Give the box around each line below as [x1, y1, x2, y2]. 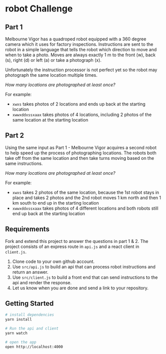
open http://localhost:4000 [5, 344, 63, 349]
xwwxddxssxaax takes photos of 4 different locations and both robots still [12, 205, 159, 211]
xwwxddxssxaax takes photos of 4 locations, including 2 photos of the [12, 112, 152, 118]
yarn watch [5, 331, 28, 336]
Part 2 [5, 131, 24, 140]
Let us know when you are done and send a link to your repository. [12, 285, 149, 291]
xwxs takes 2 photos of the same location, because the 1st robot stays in [12, 189, 160, 195]
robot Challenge [5, 3, 73, 14]
